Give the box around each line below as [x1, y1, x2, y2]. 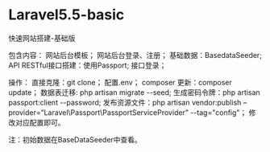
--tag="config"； [190, 107, 247, 117]
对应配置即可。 [15, 117, 65, 127]
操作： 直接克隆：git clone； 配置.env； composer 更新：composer [8, 77, 232, 87]
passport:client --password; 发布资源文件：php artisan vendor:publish [8, 97, 242, 107]
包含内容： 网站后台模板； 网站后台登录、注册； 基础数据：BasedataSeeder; [8, 50, 262, 60]
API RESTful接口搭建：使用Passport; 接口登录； [8, 60, 167, 70]
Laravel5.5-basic [8, 6, 125, 24]
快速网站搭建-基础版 [8, 33, 76, 43]
